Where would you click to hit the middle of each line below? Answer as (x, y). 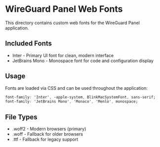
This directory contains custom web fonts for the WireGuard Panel (72, 23)
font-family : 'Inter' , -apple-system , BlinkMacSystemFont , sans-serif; (80, 97)
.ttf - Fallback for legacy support (45, 140)
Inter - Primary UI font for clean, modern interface (63, 55)
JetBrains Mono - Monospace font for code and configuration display (83, 61)
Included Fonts (29, 44)
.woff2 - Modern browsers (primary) (49, 129)
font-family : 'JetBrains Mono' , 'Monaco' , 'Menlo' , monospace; (72, 102)
